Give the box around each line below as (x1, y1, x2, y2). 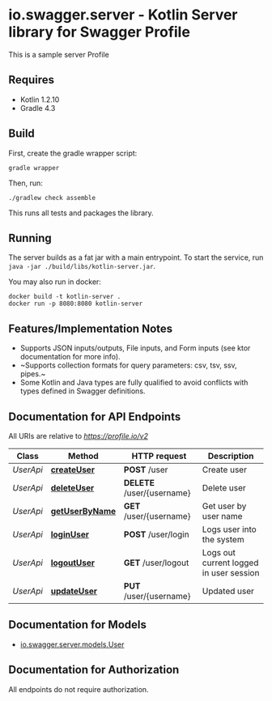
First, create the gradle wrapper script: (8, 148, 138, 158)
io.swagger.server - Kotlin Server (8, 6, 238, 24)
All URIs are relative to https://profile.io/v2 (8, 431, 148, 440)
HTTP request (131, 451, 187, 461)
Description (207, 451, 254, 461)
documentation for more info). (19, 352, 121, 362)
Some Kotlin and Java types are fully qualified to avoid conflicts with (19, 378, 249, 388)
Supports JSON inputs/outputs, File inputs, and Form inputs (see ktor (19, 343, 251, 353)
